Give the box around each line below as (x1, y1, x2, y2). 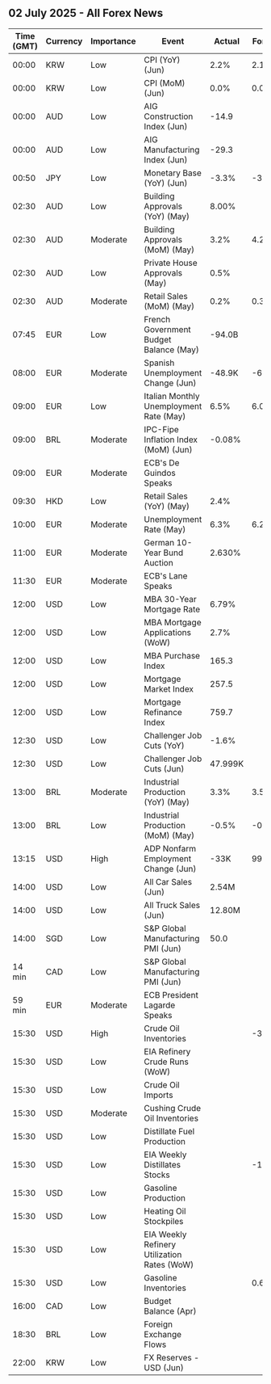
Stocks (144, 1169, 171, 1180)
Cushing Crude (144, 1102, 202, 1113)
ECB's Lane (144, 570, 188, 581)
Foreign (144, 1319, 173, 1330)
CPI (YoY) (144, 54, 181, 65)
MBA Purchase (144, 650, 200, 661)
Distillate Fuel (144, 1125, 195, 1137)
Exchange (144, 1328, 182, 1340)
